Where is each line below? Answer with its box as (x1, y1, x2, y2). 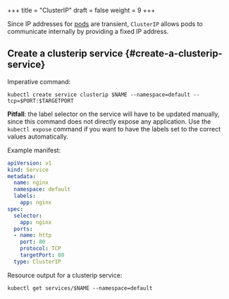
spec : (7, 205, 23, 213)
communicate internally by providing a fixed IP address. (7, 28, 169, 35)
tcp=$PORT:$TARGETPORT (7, 97, 74, 105)
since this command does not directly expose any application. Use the (7, 117, 211, 126)
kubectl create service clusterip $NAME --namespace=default (7, 91, 191, 98)
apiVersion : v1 (7, 159, 52, 167)
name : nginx (13, 180, 49, 187)
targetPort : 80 (20, 252, 65, 259)
